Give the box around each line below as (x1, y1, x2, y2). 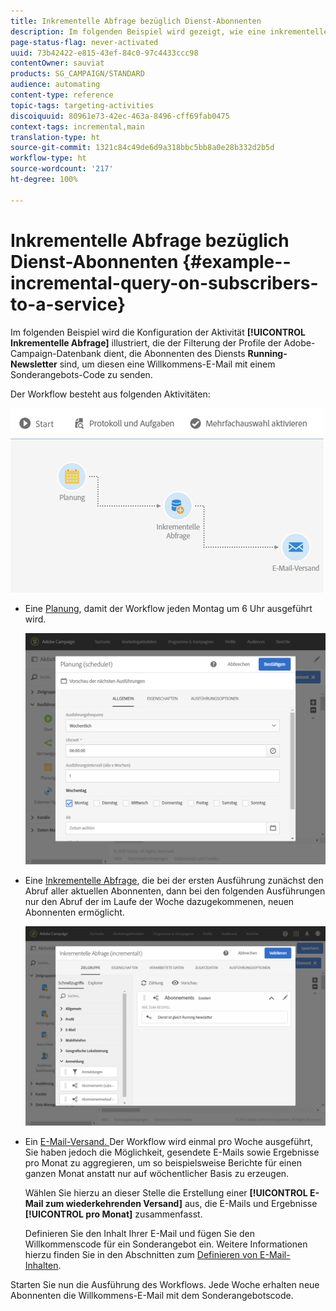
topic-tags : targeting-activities (10, 100, 155, 110)
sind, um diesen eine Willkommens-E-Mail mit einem (59, 358, 276, 370)
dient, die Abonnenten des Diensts (103, 347, 246, 359)
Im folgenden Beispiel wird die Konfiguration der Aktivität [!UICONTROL (10, 326, 306, 338)
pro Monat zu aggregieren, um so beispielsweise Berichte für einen (24, 1157, 302, 1169)
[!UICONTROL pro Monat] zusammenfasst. (24, 1208, 203, 1220)
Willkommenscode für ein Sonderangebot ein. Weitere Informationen (24, 1238, 308, 1250)
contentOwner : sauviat (10, 58, 105, 69)
